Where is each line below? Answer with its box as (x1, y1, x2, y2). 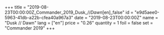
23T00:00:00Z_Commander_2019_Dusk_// (4, 9, 91, 15)
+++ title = (4, 4, 27, 10)
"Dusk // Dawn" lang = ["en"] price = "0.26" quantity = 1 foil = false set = (4, 20, 153, 26)
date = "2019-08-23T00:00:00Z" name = (74, 15, 159, 20)
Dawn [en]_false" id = (90, 9, 134, 15)
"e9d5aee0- (134, 9, 160, 15)
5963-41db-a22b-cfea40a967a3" (4, 15, 74, 20)
